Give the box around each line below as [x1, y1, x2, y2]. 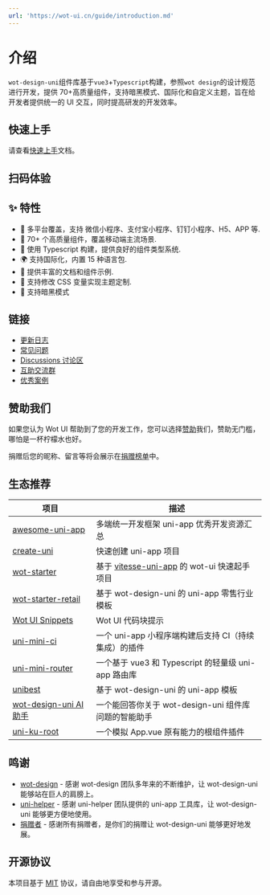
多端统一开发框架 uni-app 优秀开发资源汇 [96, 519, 252, 530]
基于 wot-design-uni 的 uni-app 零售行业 [96, 588, 254, 599]
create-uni [12, 546, 54, 557]
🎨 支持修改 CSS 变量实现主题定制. [19, 276, 133, 286]
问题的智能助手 [96, 712, 153, 723]
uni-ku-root [12, 726, 59, 738]
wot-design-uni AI [12, 699, 84, 710]
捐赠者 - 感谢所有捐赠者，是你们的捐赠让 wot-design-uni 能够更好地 [19, 819, 245, 828]
